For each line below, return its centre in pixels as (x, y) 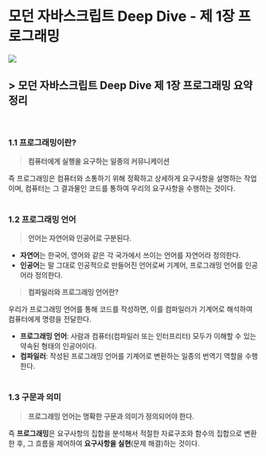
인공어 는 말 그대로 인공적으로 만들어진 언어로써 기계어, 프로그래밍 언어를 (131, 265)
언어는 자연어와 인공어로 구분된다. (80, 238)
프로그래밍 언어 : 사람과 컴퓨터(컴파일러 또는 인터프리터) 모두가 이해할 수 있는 (138, 336)
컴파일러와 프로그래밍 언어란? (73, 292)
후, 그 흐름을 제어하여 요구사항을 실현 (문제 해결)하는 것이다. (108, 443)
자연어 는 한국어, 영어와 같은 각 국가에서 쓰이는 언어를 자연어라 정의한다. (130, 256)
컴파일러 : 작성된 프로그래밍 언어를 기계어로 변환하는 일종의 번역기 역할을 (131, 356)
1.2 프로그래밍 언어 (42, 219)
